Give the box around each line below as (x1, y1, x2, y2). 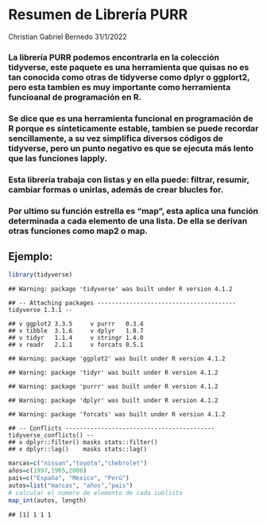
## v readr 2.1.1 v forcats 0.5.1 (8, 341, 145, 349)
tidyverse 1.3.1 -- (8, 306, 73, 314)
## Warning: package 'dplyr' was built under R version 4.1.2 (8, 396, 219, 405)
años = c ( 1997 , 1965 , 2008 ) (8, 467, 87, 475)
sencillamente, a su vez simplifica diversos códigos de (8, 133, 224, 144)
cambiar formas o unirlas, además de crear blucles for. (8, 184, 224, 195)
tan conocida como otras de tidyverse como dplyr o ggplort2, (8, 72, 250, 83)
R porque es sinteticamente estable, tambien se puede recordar (8, 123, 259, 134)
